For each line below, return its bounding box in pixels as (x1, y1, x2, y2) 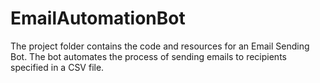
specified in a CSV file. (10, 61, 105, 73)
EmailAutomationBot (10, 7, 186, 30)
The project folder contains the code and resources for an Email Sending (10, 40, 310, 52)
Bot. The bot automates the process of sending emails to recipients (10, 50, 287, 62)
